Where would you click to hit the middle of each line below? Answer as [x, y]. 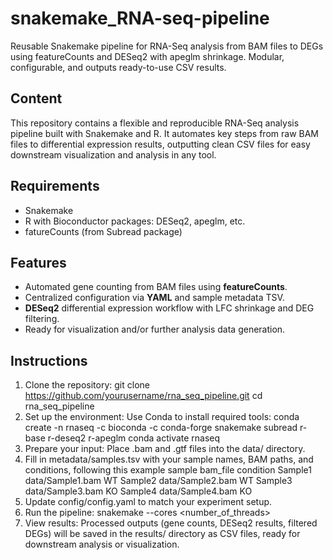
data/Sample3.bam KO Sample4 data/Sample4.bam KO [138, 491]
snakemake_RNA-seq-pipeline [140, 18]
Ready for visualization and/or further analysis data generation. [155, 329]
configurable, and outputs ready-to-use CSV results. [118, 67]
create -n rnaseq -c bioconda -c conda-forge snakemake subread [161, 428]
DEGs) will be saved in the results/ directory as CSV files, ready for [162, 534]
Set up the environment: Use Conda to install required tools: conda [162, 417]
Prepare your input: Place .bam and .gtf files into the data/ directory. [165, 449]
